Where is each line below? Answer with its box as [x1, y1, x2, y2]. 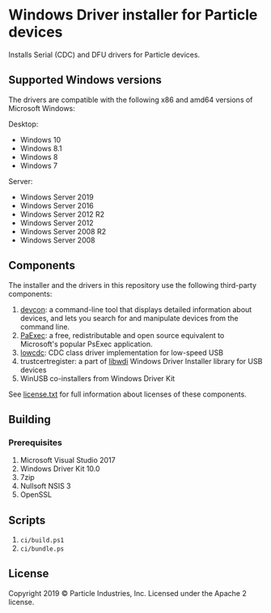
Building [8, 412, 51, 427]
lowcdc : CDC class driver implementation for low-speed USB [19, 347, 224, 358]
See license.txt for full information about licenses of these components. [8, 389, 247, 399]
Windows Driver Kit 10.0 [19, 464, 100, 474]
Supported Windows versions [8, 73, 162, 87]
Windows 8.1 [19, 144, 62, 153]
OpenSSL [19, 490, 53, 499]
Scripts [8, 513, 46, 527]
